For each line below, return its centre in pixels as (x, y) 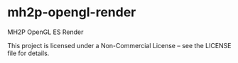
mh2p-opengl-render (72, 12)
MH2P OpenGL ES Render (45, 32)
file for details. (28, 53)
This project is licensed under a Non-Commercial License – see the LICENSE (120, 45)
